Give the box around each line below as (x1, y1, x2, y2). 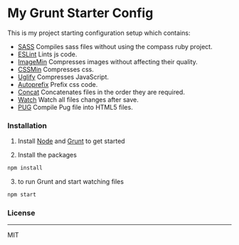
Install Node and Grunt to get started (17, 137, 126, 145)
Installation (7, 120, 48, 130)
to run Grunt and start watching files (17, 177, 124, 186)
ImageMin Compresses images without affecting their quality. (17, 57, 198, 66)
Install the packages (17, 151, 77, 160)
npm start (7, 191, 37, 199)
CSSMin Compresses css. (17, 65, 94, 73)
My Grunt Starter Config (7, 5, 154, 21)
